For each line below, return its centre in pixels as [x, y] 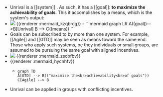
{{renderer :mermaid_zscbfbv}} [48, 56]
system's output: [27, 18]
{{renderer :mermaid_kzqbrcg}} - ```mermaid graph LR [72, 24]
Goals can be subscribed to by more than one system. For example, [79, 34]
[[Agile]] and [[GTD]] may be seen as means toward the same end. [78, 40]
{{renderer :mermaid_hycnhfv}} [42, 61]
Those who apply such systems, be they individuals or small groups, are [84, 45]
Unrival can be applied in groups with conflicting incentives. [71, 89]
